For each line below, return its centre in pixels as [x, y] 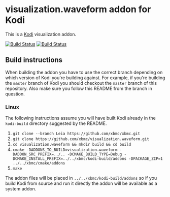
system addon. [21, 189]
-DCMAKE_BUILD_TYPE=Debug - [97, 154]
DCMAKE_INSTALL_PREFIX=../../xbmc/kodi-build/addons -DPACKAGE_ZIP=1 [88, 159]
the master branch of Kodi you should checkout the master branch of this [81, 83]
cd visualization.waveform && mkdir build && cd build [72, 145]
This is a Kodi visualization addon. [41, 34]
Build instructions [34, 60]
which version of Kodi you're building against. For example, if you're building [85, 78]
